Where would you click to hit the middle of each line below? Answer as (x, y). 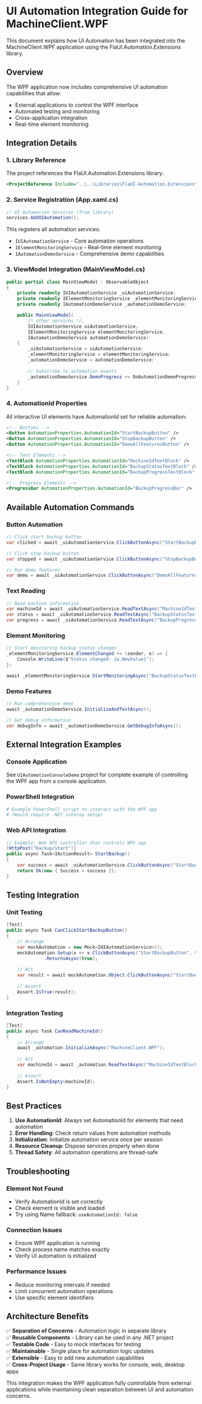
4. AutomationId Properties (47, 404)
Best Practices (34, 1106)
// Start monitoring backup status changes (62, 648)
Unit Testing (24, 912)
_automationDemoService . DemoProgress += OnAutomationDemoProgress (113, 377)
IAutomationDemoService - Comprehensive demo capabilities (89, 254)
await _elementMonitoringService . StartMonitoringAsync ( (78, 676)
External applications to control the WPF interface (76, 105)
